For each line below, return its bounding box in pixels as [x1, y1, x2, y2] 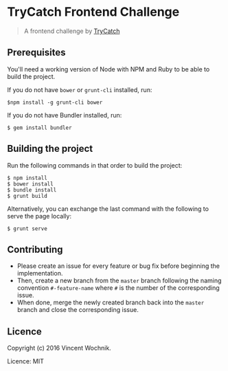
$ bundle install [7, 186, 57, 193]
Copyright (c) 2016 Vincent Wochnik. [7, 344, 111, 352]
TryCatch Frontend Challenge [7, 4, 180, 20]
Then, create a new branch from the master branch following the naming [16, 276, 222, 285]
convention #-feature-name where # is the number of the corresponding [16, 284, 220, 292]
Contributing [7, 243, 63, 255]
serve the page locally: [7, 212, 72, 220]
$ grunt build [7, 192, 48, 199]
